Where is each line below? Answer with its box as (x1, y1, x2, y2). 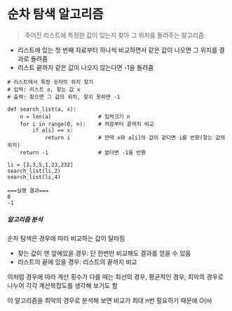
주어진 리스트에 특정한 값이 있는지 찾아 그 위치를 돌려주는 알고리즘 (24, 31, 205, 39)
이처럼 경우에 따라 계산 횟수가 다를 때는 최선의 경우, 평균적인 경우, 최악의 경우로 (7, 272, 224, 281)
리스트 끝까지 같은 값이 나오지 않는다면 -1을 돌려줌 (17, 63, 154, 71)
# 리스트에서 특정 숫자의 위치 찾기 (7, 78, 94, 85)
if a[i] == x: (32, 127, 74, 134)
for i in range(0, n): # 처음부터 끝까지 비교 (20, 120, 154, 127)
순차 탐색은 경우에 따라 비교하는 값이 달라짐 (7, 234, 125, 242)
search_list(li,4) (7, 173, 61, 181)
